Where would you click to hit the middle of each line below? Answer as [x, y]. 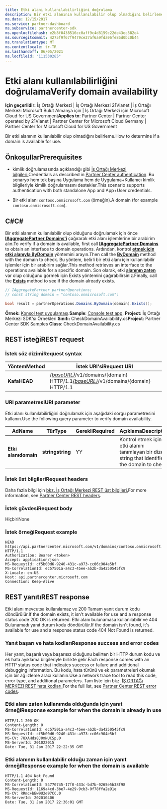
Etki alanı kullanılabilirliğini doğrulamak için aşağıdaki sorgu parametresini [80, 413]
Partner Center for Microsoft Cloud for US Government [61, 127]
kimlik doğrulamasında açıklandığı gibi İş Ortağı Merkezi [69, 169]
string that [131, 458]
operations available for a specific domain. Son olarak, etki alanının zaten [81, 270]
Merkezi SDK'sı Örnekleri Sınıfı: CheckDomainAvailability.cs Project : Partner [83, 318]
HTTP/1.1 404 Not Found [30, 776]
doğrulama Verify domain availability [82, 92]
